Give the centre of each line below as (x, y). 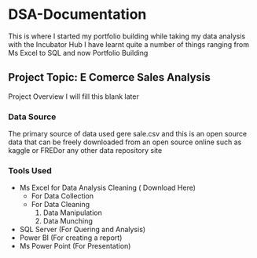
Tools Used (30, 170)
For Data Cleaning (61, 205)
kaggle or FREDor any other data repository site (85, 151)
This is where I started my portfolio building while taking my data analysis (127, 36)
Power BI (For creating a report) (71, 238)
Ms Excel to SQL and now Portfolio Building (78, 53)
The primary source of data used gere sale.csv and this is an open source (128, 134)
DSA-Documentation (77, 15)
